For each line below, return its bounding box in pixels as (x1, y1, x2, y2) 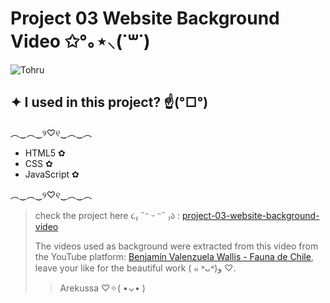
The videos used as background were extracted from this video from (34, 240, 319, 252)
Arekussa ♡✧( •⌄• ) (59, 282, 146, 294)
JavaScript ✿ (24, 168, 80, 180)
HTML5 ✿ (24, 147, 66, 159)
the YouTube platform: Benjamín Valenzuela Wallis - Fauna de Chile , (34, 250, 314, 262)
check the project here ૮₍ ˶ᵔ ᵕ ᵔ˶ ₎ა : (34, 209, 181, 221)
